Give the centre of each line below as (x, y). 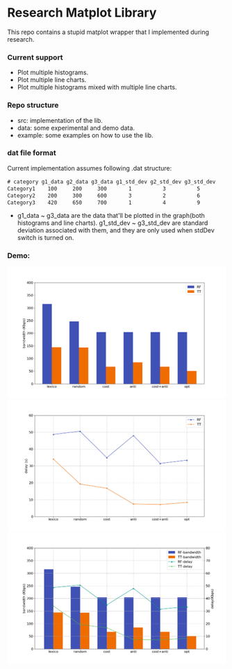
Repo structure (33, 105)
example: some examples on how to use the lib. (85, 135)
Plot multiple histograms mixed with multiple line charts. (97, 87)
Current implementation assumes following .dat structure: (90, 168)
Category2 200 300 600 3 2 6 (103, 196)
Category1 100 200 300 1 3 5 (103, 189)
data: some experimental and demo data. (76, 128)
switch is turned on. (45, 237)
